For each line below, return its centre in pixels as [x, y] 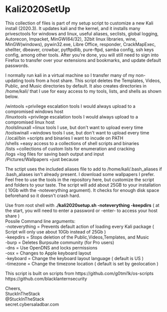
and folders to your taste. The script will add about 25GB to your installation [83, 185]
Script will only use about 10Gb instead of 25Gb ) [55, 231]
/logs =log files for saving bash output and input [54, 154]
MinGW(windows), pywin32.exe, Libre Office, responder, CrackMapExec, [80, 44]
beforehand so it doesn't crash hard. [43, 195]
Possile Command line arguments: [40, 221]
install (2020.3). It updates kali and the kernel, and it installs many [73, 28]
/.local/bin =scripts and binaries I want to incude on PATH [64, 138]
